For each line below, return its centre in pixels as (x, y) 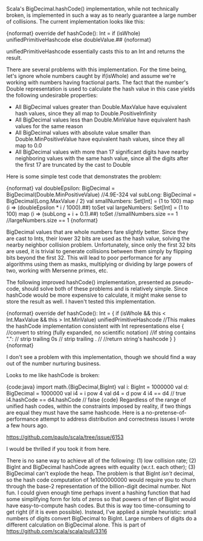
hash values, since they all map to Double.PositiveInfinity (86, 113)
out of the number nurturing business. (53, 363)
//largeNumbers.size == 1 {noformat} (52, 220)
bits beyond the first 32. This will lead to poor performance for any (89, 258)
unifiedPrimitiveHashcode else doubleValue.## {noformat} (79, 40)
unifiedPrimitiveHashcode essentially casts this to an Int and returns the (96, 51)
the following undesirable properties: (52, 95)
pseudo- (183, 282)
